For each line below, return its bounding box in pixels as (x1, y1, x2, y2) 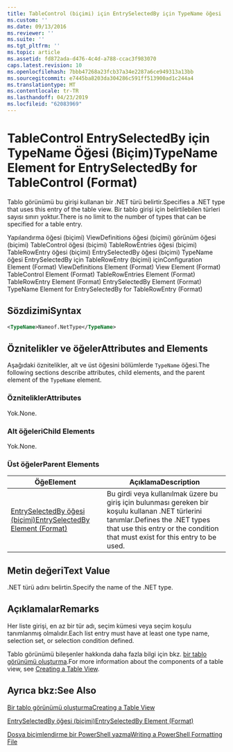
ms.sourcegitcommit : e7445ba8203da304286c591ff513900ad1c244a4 (7, 74, 194, 82)
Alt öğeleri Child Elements (7, 426, 95, 436)
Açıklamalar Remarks (7, 603, 99, 615)
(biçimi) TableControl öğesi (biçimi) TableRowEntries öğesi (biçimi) (7, 240, 198, 249)
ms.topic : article (7, 49, 60, 56)
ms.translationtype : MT (7, 81, 76, 88)
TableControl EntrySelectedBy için (7, 131, 210, 147)
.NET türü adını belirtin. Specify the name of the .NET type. (7, 583, 173, 592)
